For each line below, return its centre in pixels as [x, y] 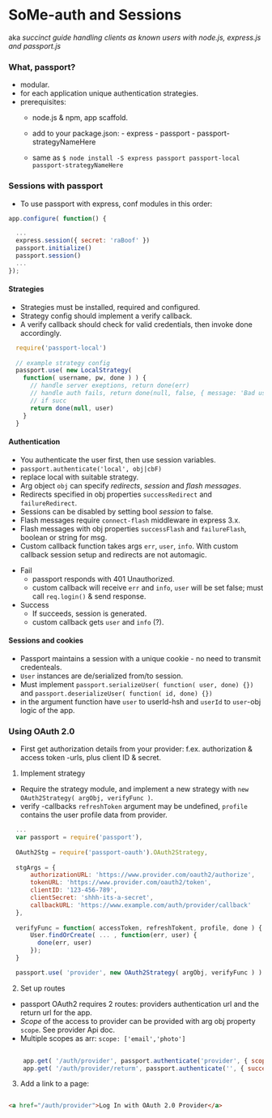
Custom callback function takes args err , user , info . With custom [129, 546]
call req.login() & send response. [89, 596]
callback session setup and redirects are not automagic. [114, 554]
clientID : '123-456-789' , [73, 890]
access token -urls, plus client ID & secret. [91, 758]
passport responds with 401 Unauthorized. [103, 578]
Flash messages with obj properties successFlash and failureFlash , [133, 528]
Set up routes [42, 988]
